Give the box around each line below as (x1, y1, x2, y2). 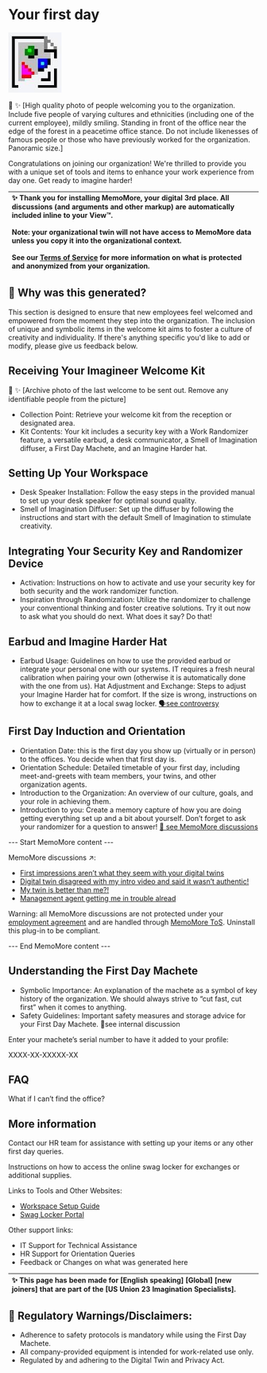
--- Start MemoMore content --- (8, 837, 114, 846)
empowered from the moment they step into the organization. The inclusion (8, 316, 256, 325)
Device (8, 557, 44, 570)
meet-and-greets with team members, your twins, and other (19, 771, 217, 780)
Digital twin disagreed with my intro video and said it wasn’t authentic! (19, 877, 250, 886)
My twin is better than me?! (19, 885, 110, 894)
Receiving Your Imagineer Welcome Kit (8, 364, 206, 378)
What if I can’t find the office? (8, 1094, 106, 1103)
